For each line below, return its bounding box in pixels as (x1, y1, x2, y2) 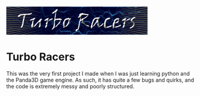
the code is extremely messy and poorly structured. (6, 82, 134, 90)
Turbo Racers (6, 50, 75, 64)
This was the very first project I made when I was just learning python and (6, 70, 190, 77)
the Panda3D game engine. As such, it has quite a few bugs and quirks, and (6, 76, 195, 83)
